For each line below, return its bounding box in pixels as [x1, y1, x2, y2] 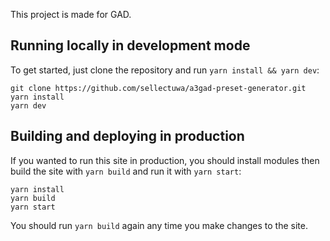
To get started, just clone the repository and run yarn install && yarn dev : [10, 64, 320, 76]
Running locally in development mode [10, 37, 251, 54]
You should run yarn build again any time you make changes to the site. [10, 219, 308, 231]
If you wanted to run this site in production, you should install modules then [10, 154, 320, 166]
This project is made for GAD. [10, 9, 132, 20]
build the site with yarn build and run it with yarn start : [10, 165, 242, 177]
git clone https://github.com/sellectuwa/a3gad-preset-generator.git [10, 83, 307, 93]
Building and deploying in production [10, 128, 245, 145]
